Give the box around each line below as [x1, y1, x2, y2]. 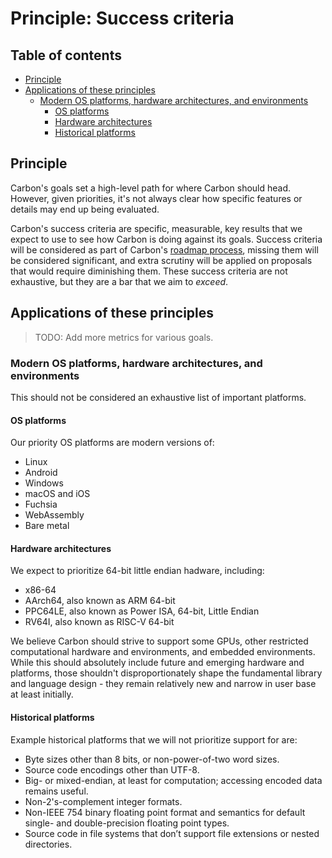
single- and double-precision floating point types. [24, 817, 230, 829]
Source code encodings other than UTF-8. [24, 763, 200, 776]
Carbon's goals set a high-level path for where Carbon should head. [10, 182, 292, 194]
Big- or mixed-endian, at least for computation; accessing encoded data [24, 774, 323, 786]
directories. [24, 838, 73, 850]
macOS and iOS [24, 488, 91, 500]
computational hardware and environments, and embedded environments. [10, 646, 316, 658]
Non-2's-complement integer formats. [24, 795, 183, 807]
